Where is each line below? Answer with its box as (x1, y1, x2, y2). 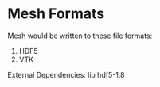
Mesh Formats (7, 5, 105, 23)
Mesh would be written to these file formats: (7, 31, 153, 40)
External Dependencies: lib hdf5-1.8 (7, 70, 125, 79)
